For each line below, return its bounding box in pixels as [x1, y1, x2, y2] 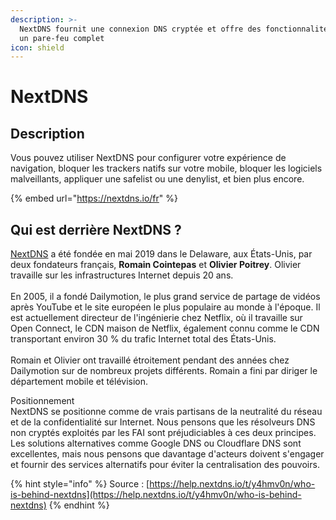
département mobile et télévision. [10, 376, 149, 388]
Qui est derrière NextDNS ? [10, 221, 182, 238]
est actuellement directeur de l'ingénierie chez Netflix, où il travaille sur [10, 312, 303, 324]
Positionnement [10, 395, 75, 407]
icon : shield [10, 42, 65, 53]
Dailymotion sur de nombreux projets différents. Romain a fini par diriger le [10, 365, 318, 377]
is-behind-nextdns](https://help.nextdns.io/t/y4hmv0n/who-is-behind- [10, 489, 302, 501]
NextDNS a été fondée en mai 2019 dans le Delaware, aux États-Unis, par [10, 248, 313, 260]
